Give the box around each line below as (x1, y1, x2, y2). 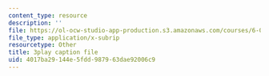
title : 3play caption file (8, 48, 98, 56)
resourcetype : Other (8, 41, 78, 49)
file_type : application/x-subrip (8, 33, 120, 42)
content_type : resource (8, 11, 88, 20)
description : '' (8, 19, 62, 27)
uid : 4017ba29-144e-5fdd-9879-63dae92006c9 (8, 56, 156, 64)
